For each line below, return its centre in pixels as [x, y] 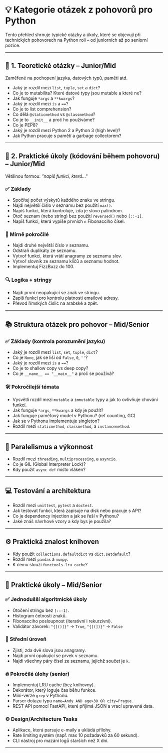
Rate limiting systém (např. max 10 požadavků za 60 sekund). [75, 735]
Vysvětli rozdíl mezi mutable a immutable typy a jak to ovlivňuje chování [85, 400]
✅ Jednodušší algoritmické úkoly [46, 599]
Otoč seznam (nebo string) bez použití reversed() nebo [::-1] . [78, 216]
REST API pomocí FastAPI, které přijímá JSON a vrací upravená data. [83, 706]
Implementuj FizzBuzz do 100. [43, 267]
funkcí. [19, 405]
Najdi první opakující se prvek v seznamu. [55, 655]
